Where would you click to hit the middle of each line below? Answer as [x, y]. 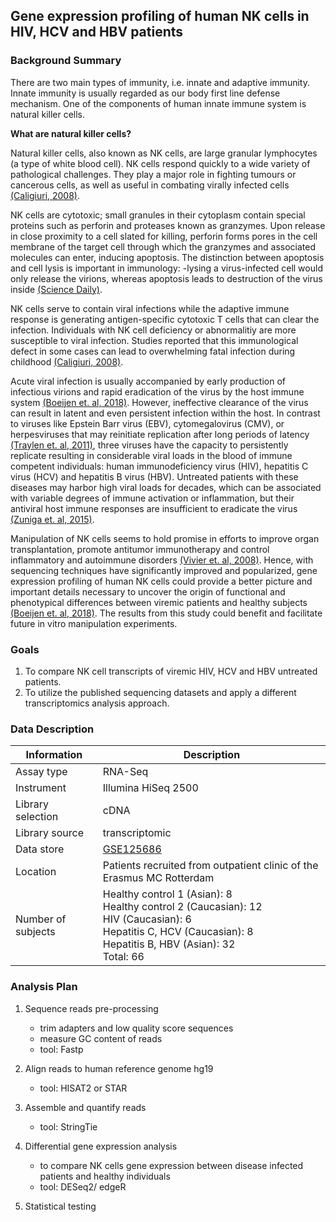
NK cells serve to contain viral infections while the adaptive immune [150, 308]
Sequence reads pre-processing [91, 1008]
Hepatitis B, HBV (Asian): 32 [169, 944]
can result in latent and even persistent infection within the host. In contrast [165, 413]
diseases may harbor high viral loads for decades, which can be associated [166, 487]
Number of [41, 919]
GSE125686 [132, 849]
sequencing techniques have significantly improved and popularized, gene [164, 570]
